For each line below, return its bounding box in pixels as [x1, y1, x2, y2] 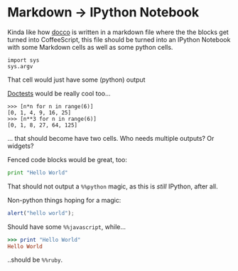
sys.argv [7, 63, 33, 70]
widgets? [7, 142, 34, 150]
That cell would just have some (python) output [7, 75, 146, 84]
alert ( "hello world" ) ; [7, 209, 75, 217]
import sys [7, 56, 40, 64]
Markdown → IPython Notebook [7, 4, 200, 21]
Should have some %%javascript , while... [7, 222, 126, 231]
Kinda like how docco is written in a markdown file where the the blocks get [7, 28, 229, 36]
